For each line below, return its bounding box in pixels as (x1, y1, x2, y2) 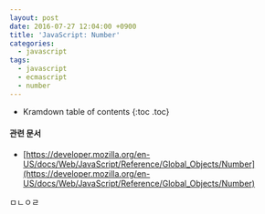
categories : (9, 38, 55, 48)
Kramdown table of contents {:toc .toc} (22, 106, 170, 117)
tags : (9, 56, 30, 65)
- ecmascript (17, 73, 68, 82)
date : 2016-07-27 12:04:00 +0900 (9, 22, 137, 31)
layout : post (9, 13, 59, 23)
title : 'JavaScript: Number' (9, 30, 121, 39)
